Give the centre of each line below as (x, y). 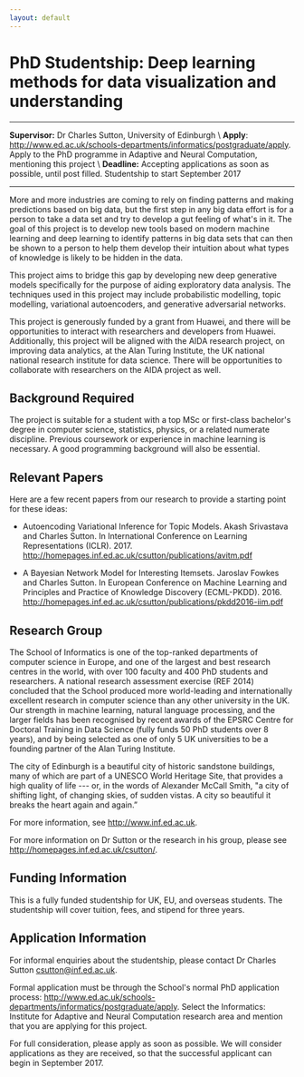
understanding (66, 101)
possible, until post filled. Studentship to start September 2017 (125, 173)
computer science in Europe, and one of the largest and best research (140, 662)
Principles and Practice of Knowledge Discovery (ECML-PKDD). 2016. (152, 592)
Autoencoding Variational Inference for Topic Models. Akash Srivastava (155, 526)
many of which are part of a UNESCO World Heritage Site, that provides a (146, 776)
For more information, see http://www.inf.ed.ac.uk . (104, 822)
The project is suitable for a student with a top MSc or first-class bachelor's (150, 420)
